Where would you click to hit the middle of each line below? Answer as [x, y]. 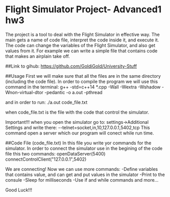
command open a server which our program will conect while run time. [80, 133]
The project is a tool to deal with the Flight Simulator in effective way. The [82, 34]
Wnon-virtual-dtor [24, 92]
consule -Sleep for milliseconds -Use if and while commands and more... [82, 180]
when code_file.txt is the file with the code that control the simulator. [77, 112]
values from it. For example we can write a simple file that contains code [81, 51]
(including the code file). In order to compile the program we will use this [82, 81]
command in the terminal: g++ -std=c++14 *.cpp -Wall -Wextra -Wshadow [83, 87]
